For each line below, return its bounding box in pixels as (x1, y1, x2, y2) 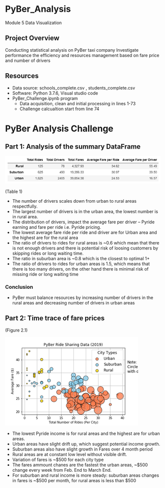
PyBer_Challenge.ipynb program (12, 95, 78, 101)
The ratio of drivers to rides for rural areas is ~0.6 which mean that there (12, 240, 160, 245)
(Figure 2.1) (5, 327, 28, 333)
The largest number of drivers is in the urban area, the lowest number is (12, 208, 159, 214)
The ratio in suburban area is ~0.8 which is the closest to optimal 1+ (12, 255, 150, 261)
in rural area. (12, 213, 38, 219)
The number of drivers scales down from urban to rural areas (12, 198, 137, 204)
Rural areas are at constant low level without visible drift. (12, 451, 127, 457)
